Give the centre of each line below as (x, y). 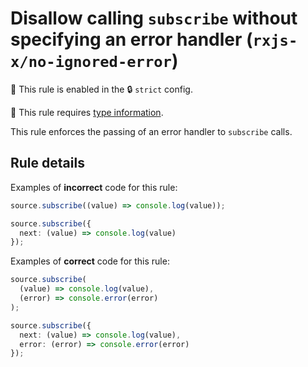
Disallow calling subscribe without (154, 18)
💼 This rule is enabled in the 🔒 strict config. (101, 89)
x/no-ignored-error (91, 62)
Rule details (47, 163)
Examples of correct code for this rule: (90, 261)
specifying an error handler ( (131, 39)
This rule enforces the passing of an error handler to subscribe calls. (151, 131)
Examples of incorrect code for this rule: (94, 187)
